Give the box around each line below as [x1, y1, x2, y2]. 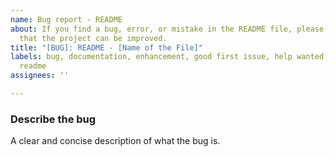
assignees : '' [10, 71, 70, 81]
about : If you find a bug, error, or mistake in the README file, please [10, 24, 325, 34]
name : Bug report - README [10, 14, 123, 25]
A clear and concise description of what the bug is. [10, 135, 221, 147]
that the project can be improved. [19, 33, 168, 43]
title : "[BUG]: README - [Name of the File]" [10, 42, 203, 53]
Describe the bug [10, 112, 97, 126]
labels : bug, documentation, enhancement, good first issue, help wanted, [10, 52, 329, 62]
